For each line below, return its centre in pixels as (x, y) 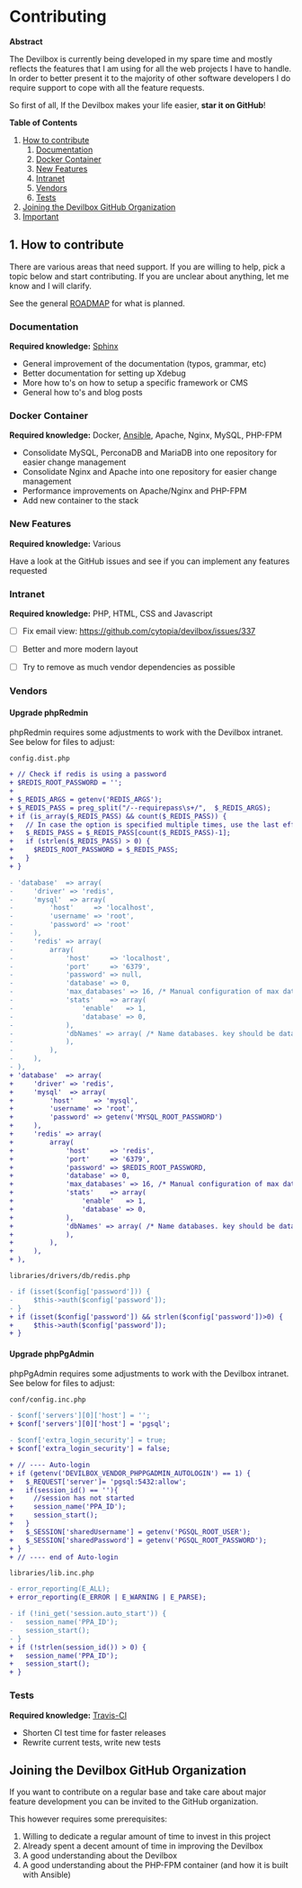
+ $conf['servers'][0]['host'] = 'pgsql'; (90, 1424)
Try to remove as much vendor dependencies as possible (129, 667)
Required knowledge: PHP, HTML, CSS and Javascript (111, 613)
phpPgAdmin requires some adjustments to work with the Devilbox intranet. (149, 1374)
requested (28, 570)
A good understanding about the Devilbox (100, 1856)
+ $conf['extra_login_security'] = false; (90, 1449)
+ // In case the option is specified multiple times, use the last (144, 825)
